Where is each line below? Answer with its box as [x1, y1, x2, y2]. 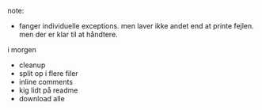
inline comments [18, 78, 73, 86]
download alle [18, 94, 65, 103]
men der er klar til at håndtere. [18, 30, 118, 39]
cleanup [18, 60, 46, 70]
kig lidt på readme [18, 85, 78, 95]
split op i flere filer [18, 69, 78, 78]
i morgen [7, 45, 37, 54]
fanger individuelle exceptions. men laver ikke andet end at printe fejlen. [18, 21, 254, 30]
